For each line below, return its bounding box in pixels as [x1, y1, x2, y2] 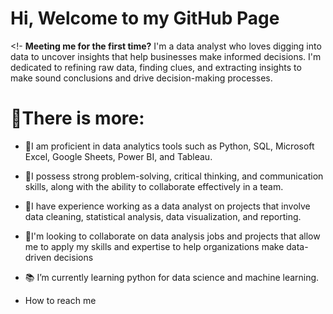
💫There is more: [10, 107, 145, 130]
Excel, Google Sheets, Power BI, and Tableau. [24, 150, 213, 162]
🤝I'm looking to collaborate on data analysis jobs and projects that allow [24, 230, 321, 242]
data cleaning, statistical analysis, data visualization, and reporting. [24, 210, 302, 222]
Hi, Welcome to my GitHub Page [10, 7, 280, 30]
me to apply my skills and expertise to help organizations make [24, 240, 285, 252]
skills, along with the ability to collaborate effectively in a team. [24, 180, 284, 192]
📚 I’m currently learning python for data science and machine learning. [24, 271, 320, 283]
